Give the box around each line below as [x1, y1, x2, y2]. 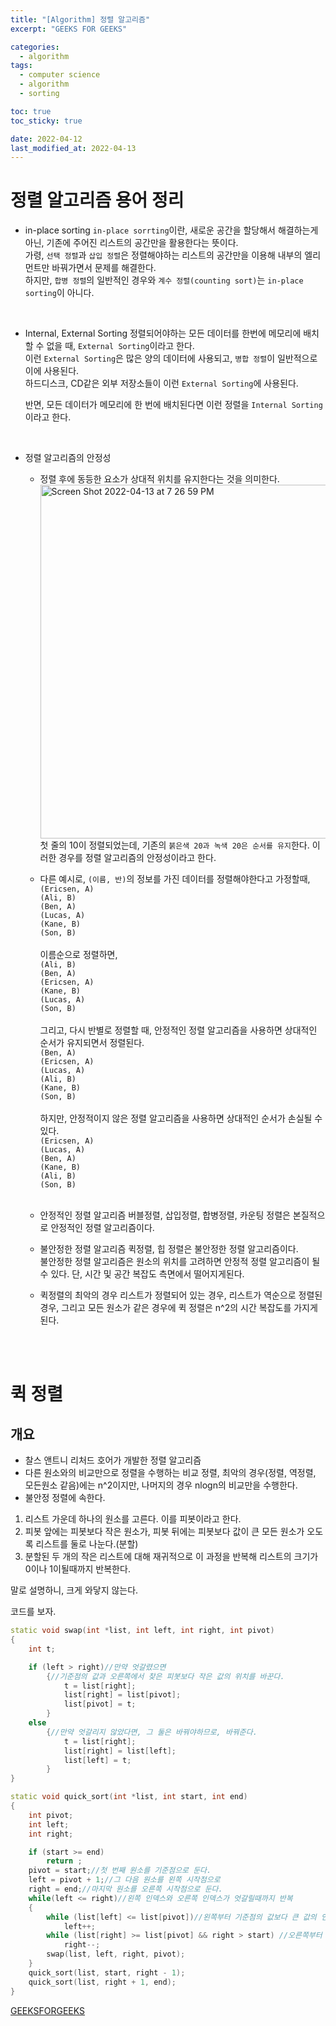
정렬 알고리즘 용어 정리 [10, 189, 185, 212]
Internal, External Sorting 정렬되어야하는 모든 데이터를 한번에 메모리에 [24, 327, 302, 340]
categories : [10, 42, 60, 52]
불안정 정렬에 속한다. [24, 1492, 106, 1504]
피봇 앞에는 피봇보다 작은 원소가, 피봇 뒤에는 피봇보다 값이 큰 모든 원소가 [24, 1526, 305, 1538]
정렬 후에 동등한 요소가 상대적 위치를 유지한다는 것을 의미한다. [39, 473, 280, 485]
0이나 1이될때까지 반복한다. [24, 1563, 131, 1575]
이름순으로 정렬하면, [39, 949, 118, 961]
